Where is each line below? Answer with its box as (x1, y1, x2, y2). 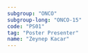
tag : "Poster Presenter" (7, 29, 79, 36)
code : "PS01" (7, 23, 45, 30)
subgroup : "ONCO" (7, 10, 58, 17)
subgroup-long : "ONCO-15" (7, 17, 82, 23)
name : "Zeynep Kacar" (7, 36, 70, 43)
